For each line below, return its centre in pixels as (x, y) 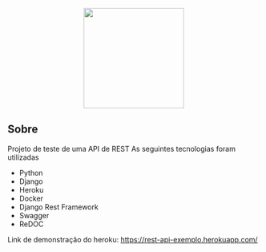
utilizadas (23, 157)
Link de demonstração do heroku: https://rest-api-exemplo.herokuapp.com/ (133, 239)
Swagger (34, 215)
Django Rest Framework (59, 207)
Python (31, 173)
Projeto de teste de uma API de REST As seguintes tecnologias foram (121, 148)
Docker (31, 198)
